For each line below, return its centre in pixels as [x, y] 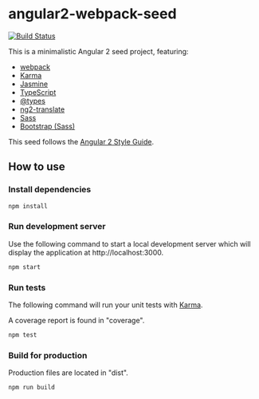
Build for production [48, 355]
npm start [25, 267]
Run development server [57, 227]
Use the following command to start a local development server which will [129, 243]
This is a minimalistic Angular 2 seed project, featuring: [98, 51]
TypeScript [38, 92]
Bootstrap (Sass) [47, 126]
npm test [23, 335]
